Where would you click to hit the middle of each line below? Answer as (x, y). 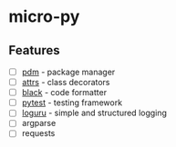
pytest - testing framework (72, 103)
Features (34, 50)
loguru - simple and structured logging (94, 113)
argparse (39, 123)
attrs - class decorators (66, 83)
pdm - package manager (68, 72)
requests (38, 133)
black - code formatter (64, 93)
